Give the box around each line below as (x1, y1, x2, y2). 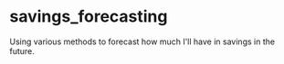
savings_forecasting (9, 6, 168, 27)
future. (9, 45, 35, 56)
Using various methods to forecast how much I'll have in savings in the (9, 36, 276, 47)
